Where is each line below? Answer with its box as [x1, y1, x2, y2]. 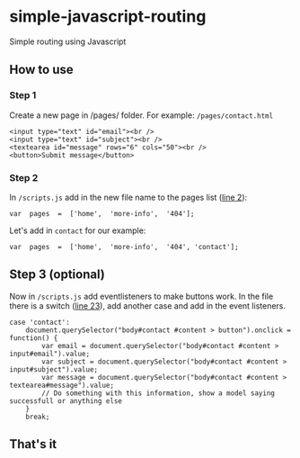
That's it [9, 436, 57, 452]
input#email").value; [9, 349, 91, 358]
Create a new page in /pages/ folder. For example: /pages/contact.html [9, 110, 274, 121]
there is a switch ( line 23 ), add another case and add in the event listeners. [9, 300, 286, 311]
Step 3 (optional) [9, 267, 105, 283]
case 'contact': [9, 318, 70, 327]
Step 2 [9, 171, 39, 184]
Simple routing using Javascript [9, 36, 127, 47]
